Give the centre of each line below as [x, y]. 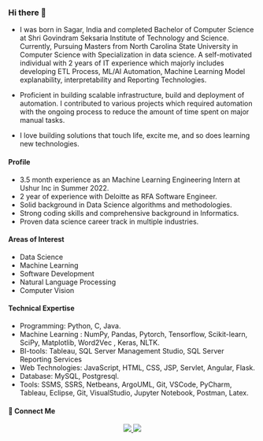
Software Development [57, 273]
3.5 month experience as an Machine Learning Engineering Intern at [130, 180]
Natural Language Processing [68, 282]
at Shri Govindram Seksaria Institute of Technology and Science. [124, 38]
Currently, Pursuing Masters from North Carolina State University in [129, 46]
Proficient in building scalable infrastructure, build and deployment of [132, 95]
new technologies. [50, 144]
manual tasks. [42, 120]
